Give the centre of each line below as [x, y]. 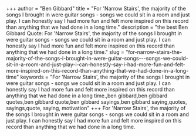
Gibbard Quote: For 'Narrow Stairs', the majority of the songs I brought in [94, 33]
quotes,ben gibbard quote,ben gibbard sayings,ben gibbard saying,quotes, [97, 102]
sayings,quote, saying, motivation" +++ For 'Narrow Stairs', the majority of [96, 108]
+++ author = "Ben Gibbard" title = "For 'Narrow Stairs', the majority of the [96, 8]
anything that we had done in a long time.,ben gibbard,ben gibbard [87, 96]
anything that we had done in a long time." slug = [65, 52]
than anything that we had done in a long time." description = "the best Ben [97, 27]
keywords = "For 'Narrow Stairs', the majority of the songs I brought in [105, 77]
